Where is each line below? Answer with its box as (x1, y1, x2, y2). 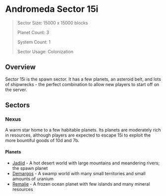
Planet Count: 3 (17, 29, 50, 35)
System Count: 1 (17, 39, 51, 45)
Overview (5, 63, 36, 71)
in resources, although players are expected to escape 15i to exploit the (5, 132, 151, 138)
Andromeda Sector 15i (5, 3, 99, 15)
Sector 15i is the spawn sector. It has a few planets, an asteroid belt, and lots (5, 76, 161, 82)
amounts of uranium (12, 176, 54, 182)
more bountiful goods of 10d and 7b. (5, 138, 80, 144)
